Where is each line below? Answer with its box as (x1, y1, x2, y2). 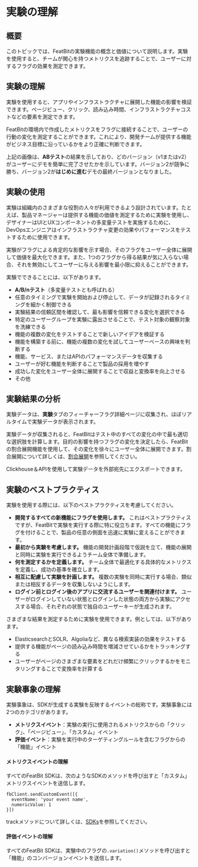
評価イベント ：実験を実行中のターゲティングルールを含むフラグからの (14, 736, 186, 743)
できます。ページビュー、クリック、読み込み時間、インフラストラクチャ (6, 105, 181, 113)
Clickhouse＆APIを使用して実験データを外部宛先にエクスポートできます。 (6, 466, 186, 473)
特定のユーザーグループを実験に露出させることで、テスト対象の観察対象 (14, 315, 190, 323)
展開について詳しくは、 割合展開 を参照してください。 (11, 453, 141, 460)
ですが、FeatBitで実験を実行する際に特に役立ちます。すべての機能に (14, 522, 181, 529)
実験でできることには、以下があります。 (6, 273, 105, 280)
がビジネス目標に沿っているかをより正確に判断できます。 (6, 140, 145, 148)
